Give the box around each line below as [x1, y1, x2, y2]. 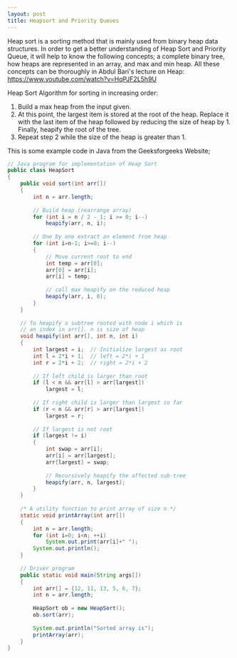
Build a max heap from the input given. [17, 102, 132, 111]
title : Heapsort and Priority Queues [7, 17, 120, 24]
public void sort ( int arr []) [20, 180, 107, 188]
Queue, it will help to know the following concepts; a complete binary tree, [7, 51, 226, 61]
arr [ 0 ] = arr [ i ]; [45, 266, 98, 273]
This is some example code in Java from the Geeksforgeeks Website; [7, 146, 211, 155]
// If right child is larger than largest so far [33, 399, 183, 406]
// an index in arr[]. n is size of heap [20, 326, 144, 333]
